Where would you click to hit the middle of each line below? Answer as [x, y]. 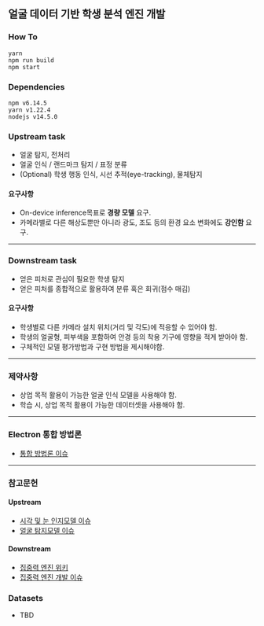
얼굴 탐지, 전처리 [45, 155]
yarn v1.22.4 [29, 110]
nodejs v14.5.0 [33, 116]
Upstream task [37, 136]
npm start [24, 67]
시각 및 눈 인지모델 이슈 [55, 521]
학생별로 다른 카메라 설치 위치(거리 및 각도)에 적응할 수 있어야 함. [118, 327]
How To [23, 37]
